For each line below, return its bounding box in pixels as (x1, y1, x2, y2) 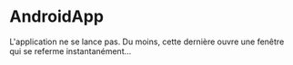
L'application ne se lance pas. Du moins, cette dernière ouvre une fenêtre (9, 36, 285, 47)
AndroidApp (9, 6, 105, 27)
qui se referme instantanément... (9, 45, 132, 56)
